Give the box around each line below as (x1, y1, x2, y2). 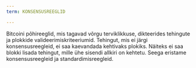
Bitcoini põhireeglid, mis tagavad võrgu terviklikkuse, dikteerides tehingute (6, 30, 191, 37)
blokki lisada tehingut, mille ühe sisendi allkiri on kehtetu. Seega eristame (6, 48, 187, 56)
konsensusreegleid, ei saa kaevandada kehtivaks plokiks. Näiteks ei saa (6, 43, 184, 50)
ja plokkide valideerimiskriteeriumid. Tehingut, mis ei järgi (6, 36, 148, 43)
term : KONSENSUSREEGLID (6, 8, 66, 15)
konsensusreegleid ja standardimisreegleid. (6, 55, 114, 62)
